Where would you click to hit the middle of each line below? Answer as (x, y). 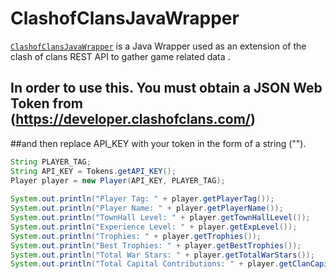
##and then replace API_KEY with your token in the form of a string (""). (158, 143)
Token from (46, 103)
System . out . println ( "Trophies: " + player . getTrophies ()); (136, 236)
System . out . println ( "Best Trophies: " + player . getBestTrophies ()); (156, 245)
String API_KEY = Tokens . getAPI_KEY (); (93, 171)
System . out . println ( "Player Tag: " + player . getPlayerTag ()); (142, 199)
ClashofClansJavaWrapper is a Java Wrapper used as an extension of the (158, 46)
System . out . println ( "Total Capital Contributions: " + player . (145, 264)
